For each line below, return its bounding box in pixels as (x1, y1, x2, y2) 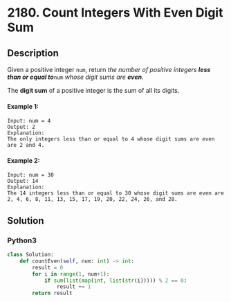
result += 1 (56, 283, 91, 290)
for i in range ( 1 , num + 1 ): (32, 270, 110, 278)
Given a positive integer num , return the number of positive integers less (7, 66, 211, 73)
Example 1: (7, 102, 39, 110)
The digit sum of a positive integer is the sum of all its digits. (7, 87, 180, 94)
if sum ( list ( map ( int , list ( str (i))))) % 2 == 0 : (44, 277, 187, 284)
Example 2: (7, 156, 40, 164)
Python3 (7, 236, 37, 245)
